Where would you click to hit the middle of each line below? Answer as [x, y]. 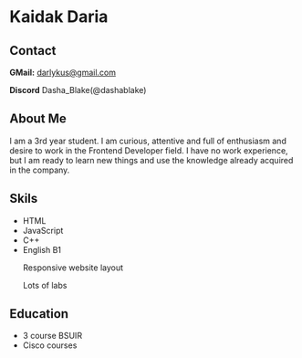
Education [39, 314]
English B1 [42, 249]
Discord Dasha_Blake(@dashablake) [78, 90]
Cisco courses [50, 345]
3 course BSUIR [52, 336]
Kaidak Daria [59, 17]
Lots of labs [45, 285]
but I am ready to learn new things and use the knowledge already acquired [151, 160]
